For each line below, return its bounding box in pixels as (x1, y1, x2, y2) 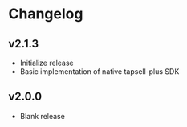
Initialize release (19, 58, 74, 68)
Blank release (19, 111, 66, 121)
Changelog (8, 5, 83, 23)
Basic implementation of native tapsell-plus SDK (19, 67, 180, 76)
